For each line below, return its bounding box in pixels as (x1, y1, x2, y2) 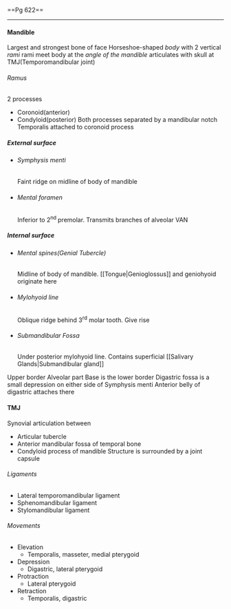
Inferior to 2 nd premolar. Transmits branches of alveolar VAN (16, 215, 188, 224)
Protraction (16, 573, 49, 581)
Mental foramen (16, 193, 63, 202)
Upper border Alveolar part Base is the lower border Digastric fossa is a (7, 373, 210, 381)
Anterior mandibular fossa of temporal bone (16, 440, 142, 448)
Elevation (16, 543, 43, 551)
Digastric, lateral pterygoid (27, 565, 103, 573)
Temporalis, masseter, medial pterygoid (27, 551, 140, 559)
